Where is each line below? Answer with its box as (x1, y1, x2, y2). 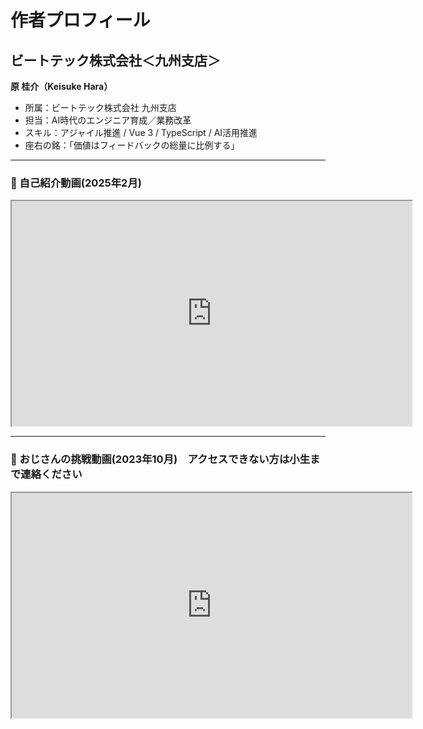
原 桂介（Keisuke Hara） (10, 81, 113, 92)
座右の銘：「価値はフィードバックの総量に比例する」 (24, 139, 240, 151)
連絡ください (20, 467, 83, 481)
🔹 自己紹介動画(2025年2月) (10, 176, 142, 190)
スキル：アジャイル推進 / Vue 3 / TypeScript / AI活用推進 (24, 127, 258, 138)
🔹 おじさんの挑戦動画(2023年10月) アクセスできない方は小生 (10, 452, 311, 466)
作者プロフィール (10, 9, 151, 32)
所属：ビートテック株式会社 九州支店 (24, 102, 177, 113)
